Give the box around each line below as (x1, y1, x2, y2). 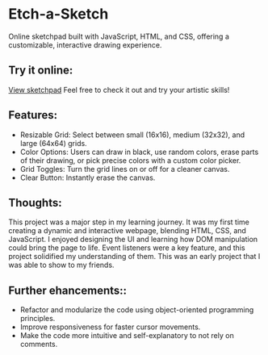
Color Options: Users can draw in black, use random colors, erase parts (19, 147, 259, 157)
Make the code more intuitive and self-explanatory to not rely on (19, 331, 234, 340)
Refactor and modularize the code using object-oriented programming (19, 305, 254, 315)
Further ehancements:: (8, 283, 128, 297)
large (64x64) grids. (19, 138, 87, 148)
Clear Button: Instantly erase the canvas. (19, 173, 156, 182)
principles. (19, 314, 56, 324)
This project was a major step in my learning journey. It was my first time (8, 217, 250, 227)
